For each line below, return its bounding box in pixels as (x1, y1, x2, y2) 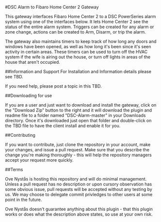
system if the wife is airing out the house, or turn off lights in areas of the (5, 54, 151, 60)
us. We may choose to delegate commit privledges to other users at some (5, 192, 153, 197)
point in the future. (5, 197, 42, 203)
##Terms (5, 166, 23, 172)
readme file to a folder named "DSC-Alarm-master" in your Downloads (5, 112, 146, 118)
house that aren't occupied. (5, 59, 61, 65)
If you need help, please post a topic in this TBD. (5, 83, 102, 89)
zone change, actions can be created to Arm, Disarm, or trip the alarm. (5, 29, 146, 35)
